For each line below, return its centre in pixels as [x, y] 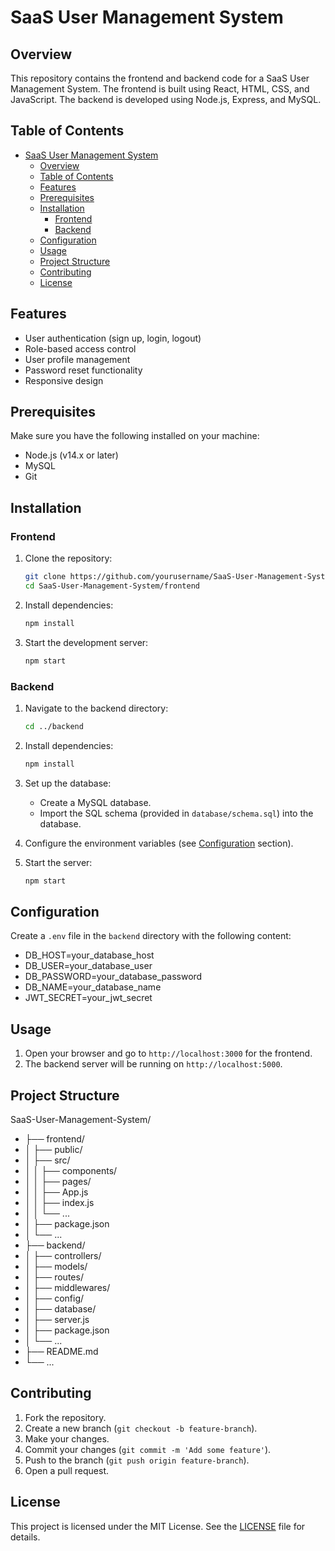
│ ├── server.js [57, 1319]
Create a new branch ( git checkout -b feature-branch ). [141, 1428]
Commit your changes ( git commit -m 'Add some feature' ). [148, 1449]
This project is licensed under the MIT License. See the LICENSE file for [158, 1526]
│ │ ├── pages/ [58, 1181]
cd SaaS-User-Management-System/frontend [112, 586]
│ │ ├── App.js [56, 1192]
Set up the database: [68, 783]
